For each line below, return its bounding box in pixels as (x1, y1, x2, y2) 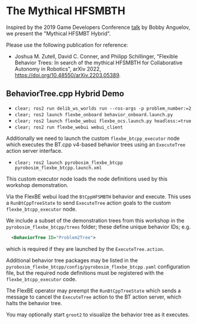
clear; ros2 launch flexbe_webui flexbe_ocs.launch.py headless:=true (14, 118, 192, 124)
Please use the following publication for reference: (6, 41, 128, 48)
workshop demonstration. (6, 181, 69, 188)
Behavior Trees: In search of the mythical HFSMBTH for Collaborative (14, 59, 183, 66)
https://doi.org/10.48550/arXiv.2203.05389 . (14, 71, 121, 78)
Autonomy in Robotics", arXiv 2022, (14, 65, 101, 72)
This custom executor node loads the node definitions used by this (6, 175, 168, 182)
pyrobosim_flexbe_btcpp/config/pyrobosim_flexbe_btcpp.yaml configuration (6, 263, 190, 270)
